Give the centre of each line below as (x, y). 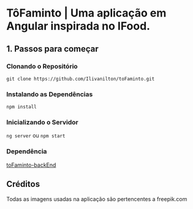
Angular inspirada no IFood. (78, 26)
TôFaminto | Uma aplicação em (86, 13)
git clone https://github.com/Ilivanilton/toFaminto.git (81, 79)
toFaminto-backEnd (31, 165)
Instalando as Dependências (50, 94)
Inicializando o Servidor (42, 123)
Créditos (23, 184)
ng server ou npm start (36, 135)
